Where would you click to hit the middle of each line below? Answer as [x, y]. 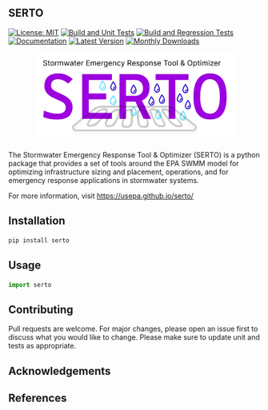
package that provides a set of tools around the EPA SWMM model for [124, 164]
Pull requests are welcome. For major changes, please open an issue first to [133, 329]
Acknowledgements [60, 371]
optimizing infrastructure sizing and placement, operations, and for [118, 172]
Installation [37, 221]
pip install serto [39, 240]
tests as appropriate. [42, 346]
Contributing [41, 310]
